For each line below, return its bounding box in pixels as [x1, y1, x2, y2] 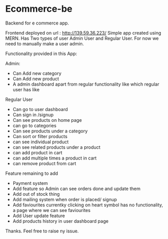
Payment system [12, 180, 48, 186]
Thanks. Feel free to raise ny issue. [5, 228, 79, 234]
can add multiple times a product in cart [12, 155, 97, 161]
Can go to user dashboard [12, 106, 68, 112]
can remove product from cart [12, 160, 77, 166]
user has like [12, 86, 40, 92]
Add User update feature [12, 213, 65, 219]
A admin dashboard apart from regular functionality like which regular [12, 81, 159, 87]
